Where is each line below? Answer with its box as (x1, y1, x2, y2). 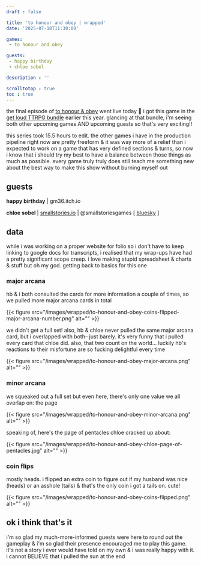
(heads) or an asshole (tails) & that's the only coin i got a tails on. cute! (6, 482, 181, 489)
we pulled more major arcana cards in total (6, 297, 112, 304)
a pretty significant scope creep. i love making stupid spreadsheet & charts (6, 255, 192, 263)
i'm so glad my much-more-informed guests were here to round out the (6, 533, 183, 541)
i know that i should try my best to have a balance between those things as (6, 151, 191, 158)
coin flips (6, 462, 34, 470)
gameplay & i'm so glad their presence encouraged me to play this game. (6, 540, 187, 547)
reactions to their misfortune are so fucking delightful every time (6, 346, 166, 353)
